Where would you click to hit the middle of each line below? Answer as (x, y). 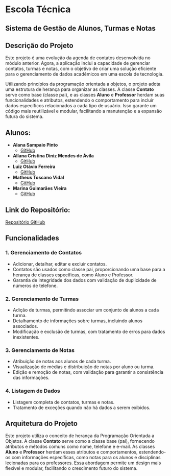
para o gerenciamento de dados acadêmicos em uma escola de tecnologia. (84, 74)
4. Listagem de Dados (33, 391)
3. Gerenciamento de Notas (40, 350)
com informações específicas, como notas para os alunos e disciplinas (86, 458)
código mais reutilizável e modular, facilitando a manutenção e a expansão (84, 111)
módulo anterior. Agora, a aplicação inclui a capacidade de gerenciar (78, 63)
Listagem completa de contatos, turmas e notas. (64, 402)
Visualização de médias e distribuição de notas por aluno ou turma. (83, 367)
